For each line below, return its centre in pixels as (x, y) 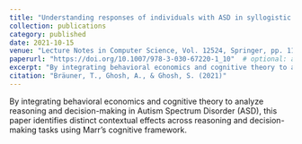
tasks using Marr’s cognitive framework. (112, 130)
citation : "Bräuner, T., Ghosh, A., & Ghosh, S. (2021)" (118, 76)
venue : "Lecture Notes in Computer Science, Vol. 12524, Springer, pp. (146, 51)
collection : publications (58, 26)
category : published (48, 34)
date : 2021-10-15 (42, 42)
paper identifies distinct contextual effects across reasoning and (129, 120)
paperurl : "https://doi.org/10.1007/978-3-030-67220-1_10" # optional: (148, 59)
